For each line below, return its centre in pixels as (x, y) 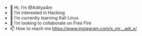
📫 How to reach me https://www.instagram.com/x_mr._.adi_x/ (73, 28)
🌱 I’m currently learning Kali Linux (44, 18)
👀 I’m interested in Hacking (37, 13)
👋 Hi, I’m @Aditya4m (31, 8)
